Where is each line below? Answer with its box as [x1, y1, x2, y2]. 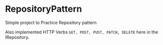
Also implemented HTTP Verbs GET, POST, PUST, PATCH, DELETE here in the [5, 29, 159, 35]
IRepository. [5, 34, 30, 40]
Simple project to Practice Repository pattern [5, 20, 97, 25]
